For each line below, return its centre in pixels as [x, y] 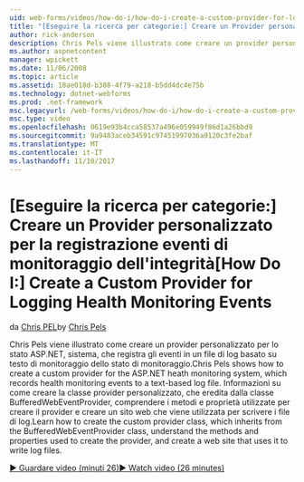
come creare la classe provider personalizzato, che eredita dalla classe [142, 393]
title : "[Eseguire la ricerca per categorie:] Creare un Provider [137, 26]
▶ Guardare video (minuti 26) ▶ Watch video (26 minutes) [117, 468]
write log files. [36, 450]
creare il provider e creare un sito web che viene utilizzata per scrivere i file [150, 412]
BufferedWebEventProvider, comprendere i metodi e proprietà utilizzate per [150, 402]
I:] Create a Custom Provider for [131, 283]
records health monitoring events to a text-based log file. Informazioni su [145, 383]
